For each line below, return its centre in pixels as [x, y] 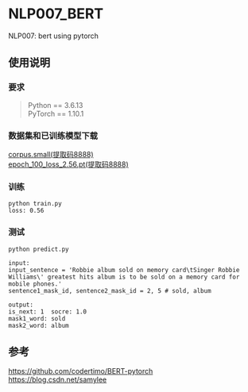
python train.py [35, 204]
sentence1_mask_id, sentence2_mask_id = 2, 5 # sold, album [110, 290]
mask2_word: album [39, 325]
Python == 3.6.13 [55, 105]
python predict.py [39, 249]
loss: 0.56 [26, 211]
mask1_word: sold [37, 318]
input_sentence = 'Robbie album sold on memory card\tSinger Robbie [124, 270]
